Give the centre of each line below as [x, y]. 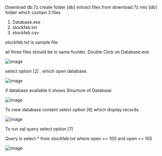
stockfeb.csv [26, 33]
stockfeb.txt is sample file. [32, 42]
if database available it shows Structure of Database [58, 90]
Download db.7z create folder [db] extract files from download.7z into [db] [81, 7]
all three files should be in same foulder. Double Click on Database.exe [77, 52]
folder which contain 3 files [33, 12]
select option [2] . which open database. [46, 71]
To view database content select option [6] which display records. [73, 110]
